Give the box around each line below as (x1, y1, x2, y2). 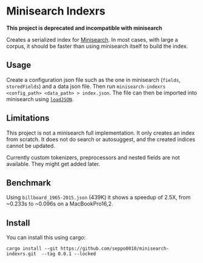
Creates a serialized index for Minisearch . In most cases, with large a (6, 36, 178, 43)
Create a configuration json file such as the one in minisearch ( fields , (6, 76, 181, 83)
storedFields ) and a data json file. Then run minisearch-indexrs (6, 82, 166, 90)
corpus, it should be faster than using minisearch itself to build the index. (6, 42, 188, 50)
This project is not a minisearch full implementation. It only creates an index (6, 129, 195, 136)
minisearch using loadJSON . (6, 95, 74, 102)
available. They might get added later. (6, 160, 101, 167)
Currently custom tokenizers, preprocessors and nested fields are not (6, 153, 180, 161)
